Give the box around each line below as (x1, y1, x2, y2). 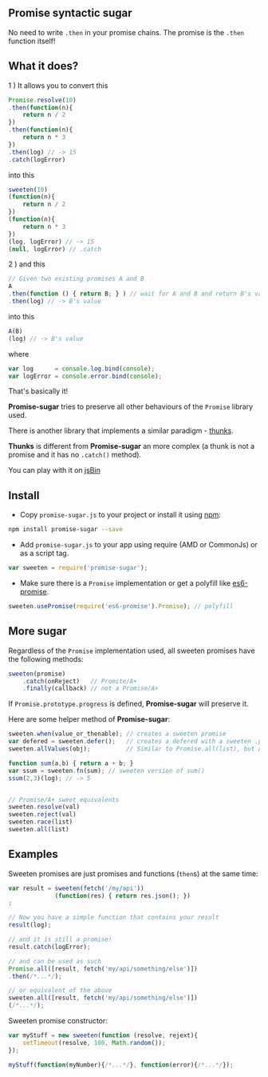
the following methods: (8, 654, 84, 663)
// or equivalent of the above (8, 987, 112, 995)
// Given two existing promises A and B (8, 275, 145, 283)
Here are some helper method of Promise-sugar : (8, 715, 170, 724)
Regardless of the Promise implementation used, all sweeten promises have (8, 646, 255, 655)
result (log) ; (8, 921, 52, 929)
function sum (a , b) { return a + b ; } (8, 759, 134, 767)
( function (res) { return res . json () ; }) (54, 891, 191, 899)
